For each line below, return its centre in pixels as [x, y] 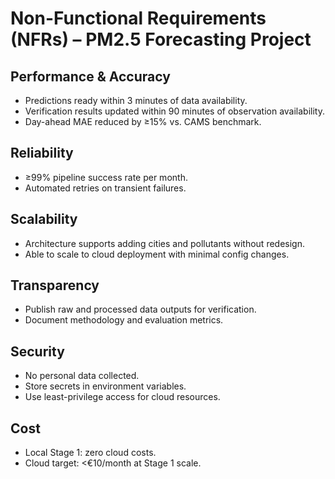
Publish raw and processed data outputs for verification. [140, 309]
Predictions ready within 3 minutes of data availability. [136, 100]
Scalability [44, 219]
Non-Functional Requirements [138, 18]
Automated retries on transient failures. [105, 188]
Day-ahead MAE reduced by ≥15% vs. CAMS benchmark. [143, 121]
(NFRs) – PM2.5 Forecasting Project [161, 39]
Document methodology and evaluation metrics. [124, 320]
